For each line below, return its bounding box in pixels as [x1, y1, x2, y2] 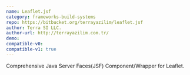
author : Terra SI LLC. [6, 24, 62, 31]
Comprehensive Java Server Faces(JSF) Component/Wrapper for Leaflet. [6, 62, 185, 69]
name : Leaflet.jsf [6, 8, 51, 15]
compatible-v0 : [6, 41, 44, 47]
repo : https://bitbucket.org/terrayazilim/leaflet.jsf [6, 19, 144, 25]
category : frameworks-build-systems [6, 14, 96, 20]
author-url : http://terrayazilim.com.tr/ [6, 30, 109, 36]
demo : [6, 35, 19, 41]
